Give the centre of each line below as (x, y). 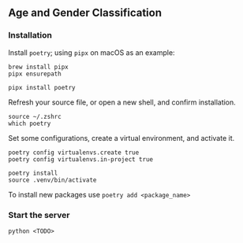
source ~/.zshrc (35, 116)
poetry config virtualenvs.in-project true (81, 159)
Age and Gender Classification (85, 13)
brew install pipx (38, 67)
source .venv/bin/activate (52, 180)
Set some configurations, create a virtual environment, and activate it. (121, 138)
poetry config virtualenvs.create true (74, 153)
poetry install (33, 173)
